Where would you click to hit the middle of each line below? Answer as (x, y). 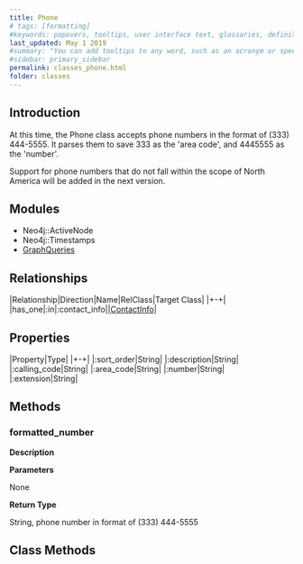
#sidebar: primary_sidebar (60, 59)
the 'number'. (34, 153)
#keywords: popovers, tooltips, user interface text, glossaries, (137, 34)
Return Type (33, 505)
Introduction (45, 113)
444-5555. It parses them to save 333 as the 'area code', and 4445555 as (147, 144)
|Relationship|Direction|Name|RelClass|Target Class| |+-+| (118, 300)
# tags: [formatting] (50, 26)
